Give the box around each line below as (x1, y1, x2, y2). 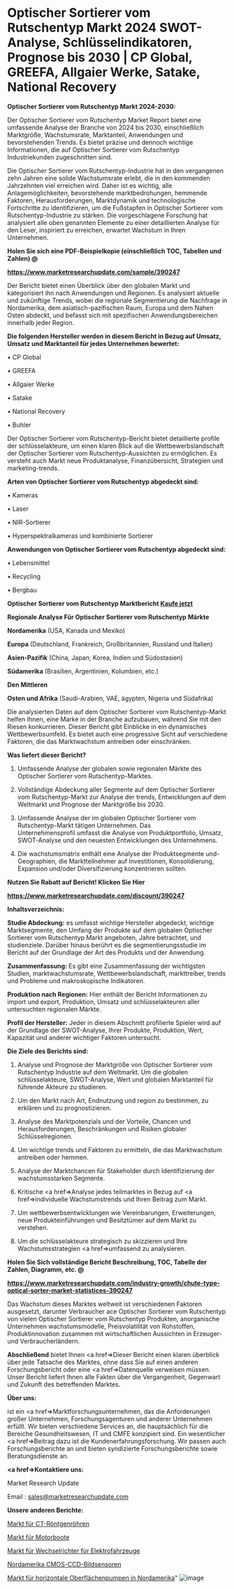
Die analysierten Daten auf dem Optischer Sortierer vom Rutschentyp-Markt (7, 707, 226, 716)
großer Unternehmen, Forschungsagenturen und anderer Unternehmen (7, 1414, 213, 1423)
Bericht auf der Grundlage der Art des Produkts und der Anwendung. (7, 948, 206, 957)
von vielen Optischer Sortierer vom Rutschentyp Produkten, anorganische (7, 1314, 220, 1323)
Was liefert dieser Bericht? (7, 750, 87, 759)
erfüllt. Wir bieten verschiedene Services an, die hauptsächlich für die (7, 1422, 208, 1430)
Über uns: (7, 1393, 37, 1402)
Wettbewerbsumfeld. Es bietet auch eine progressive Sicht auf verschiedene (7, 730, 228, 738)
